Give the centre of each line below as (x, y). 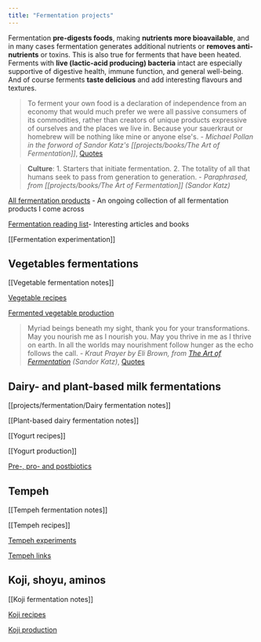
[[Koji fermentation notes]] (51, 599)
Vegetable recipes (38, 298)
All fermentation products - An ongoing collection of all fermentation (118, 200)
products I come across (46, 208)
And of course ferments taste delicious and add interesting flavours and (125, 79)
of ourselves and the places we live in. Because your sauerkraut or (135, 128)
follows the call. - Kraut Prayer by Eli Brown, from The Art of (124, 354)
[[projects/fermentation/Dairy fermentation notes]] (89, 405)
